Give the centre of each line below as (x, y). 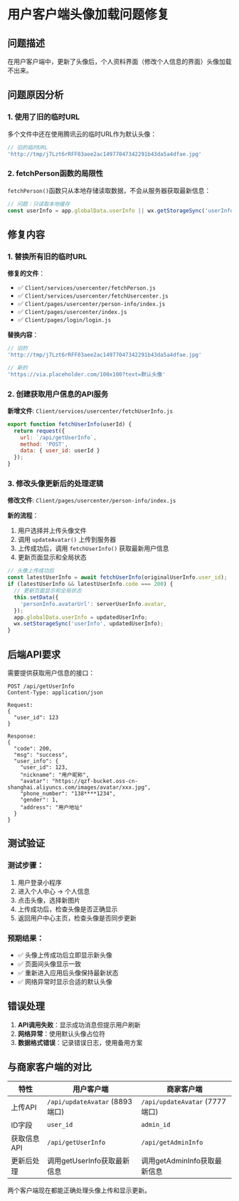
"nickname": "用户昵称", (55, 775)
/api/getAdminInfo (172, 1142)
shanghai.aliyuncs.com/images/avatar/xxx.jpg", (79, 787)
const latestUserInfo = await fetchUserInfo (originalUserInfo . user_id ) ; (117, 577)
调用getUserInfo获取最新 (89, 1160)
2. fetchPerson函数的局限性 (55, 174)
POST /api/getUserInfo (41, 686)
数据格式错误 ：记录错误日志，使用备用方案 (80, 1042)
